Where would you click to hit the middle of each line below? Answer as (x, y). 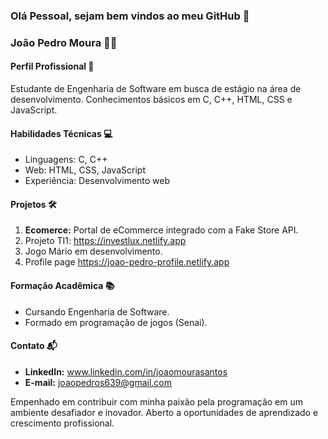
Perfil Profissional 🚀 (52, 66)
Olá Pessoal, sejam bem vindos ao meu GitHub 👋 (130, 16)
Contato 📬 (34, 346)
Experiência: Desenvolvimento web (97, 181)
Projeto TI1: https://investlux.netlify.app (105, 241)
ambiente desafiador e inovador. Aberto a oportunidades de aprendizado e (164, 412)
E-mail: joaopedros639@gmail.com (98, 382)
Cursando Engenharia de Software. (97, 311)
